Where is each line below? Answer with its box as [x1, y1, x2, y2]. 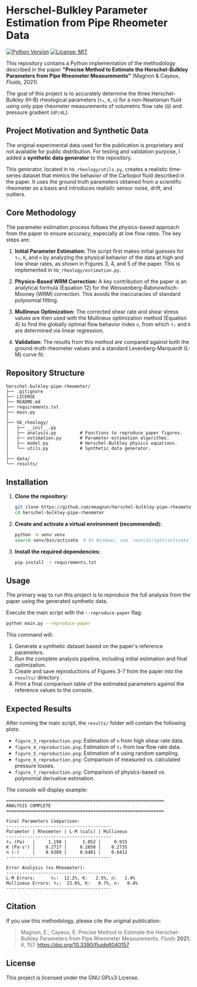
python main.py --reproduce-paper [6, 621, 91, 627]
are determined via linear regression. [14, 327, 104, 334]
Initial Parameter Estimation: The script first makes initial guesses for [14, 247, 184, 255]
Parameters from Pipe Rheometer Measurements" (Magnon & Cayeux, [6, 72, 181, 79]
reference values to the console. [14, 686, 94, 694]
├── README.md [6, 399, 41, 405]
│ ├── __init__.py [6, 425, 57, 431]
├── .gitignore [6, 389, 44, 395]
